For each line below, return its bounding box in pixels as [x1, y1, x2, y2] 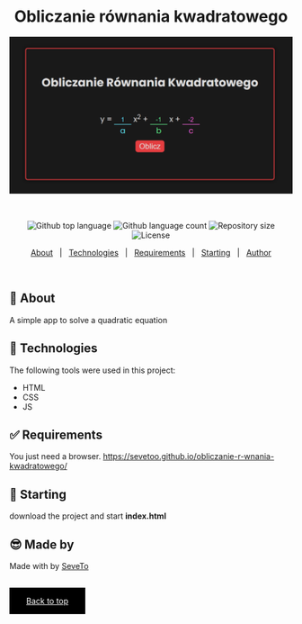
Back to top [26, 596, 69, 607]
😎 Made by [9, 537, 75, 552]
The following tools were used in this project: [9, 365, 176, 375]
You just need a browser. [9, 451, 102, 462]
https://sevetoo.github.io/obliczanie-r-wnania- [102, 451, 275, 462]
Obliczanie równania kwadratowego [13, 6, 289, 27]
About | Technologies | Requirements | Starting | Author [30, 248, 272, 258]
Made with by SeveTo [9, 561, 89, 572]
